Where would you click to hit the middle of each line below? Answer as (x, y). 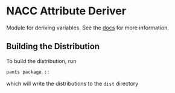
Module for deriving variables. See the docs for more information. (87, 28)
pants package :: (28, 72)
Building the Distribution (53, 46)
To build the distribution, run (41, 61)
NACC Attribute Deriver (66, 11)
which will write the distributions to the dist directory (72, 83)
